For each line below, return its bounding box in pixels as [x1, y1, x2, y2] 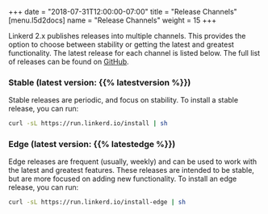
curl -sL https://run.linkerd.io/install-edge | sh [8, 198, 186, 207]
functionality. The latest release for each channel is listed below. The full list [8, 48, 261, 57]
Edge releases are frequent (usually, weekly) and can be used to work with [8, 157, 258, 166]
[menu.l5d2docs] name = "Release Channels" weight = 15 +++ [8, 15, 216, 25]
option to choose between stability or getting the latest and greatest [8, 40, 234, 49]
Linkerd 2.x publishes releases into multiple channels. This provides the [8, 31, 246, 40]
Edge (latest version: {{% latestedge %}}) [8, 139, 176, 150]
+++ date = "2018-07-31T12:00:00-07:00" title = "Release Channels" [8, 7, 238, 16]
